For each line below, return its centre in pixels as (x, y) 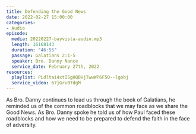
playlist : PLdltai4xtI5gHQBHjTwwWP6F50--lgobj (70, 77)
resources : (20, 72)
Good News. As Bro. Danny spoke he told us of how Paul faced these (91, 112)
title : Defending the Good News (46, 12)
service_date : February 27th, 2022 (56, 66)
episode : (17, 34)
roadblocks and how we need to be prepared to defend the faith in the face (98, 118)
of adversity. (21, 125)
